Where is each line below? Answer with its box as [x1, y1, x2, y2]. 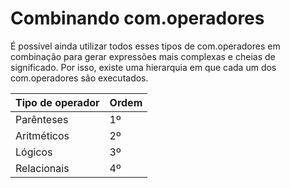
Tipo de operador [15, 95, 100, 109]
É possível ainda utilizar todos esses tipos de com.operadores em [10, 40, 281, 52]
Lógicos [15, 145, 53, 159]
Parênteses [15, 112, 69, 126]
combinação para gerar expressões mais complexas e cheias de [10, 50, 276, 62]
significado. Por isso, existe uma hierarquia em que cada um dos [10, 61, 277, 73]
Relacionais [15, 161, 70, 175]
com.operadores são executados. [10, 72, 149, 84]
